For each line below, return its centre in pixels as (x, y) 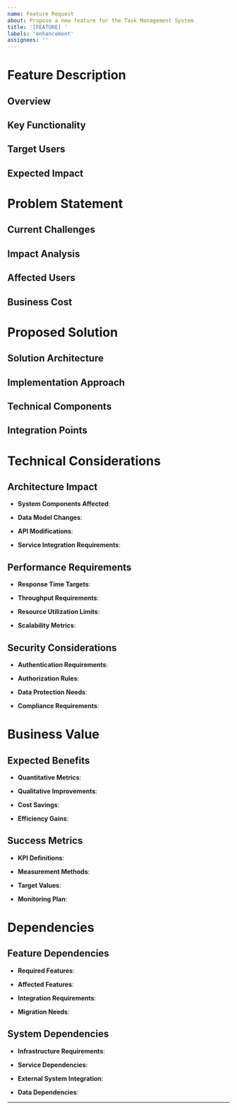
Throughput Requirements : (58, 598)
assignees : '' (28, 40)
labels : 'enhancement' (41, 34)
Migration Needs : (43, 1012)
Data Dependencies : (48, 1092)
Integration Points (48, 430)
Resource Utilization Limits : (59, 612)
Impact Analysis (44, 254)
